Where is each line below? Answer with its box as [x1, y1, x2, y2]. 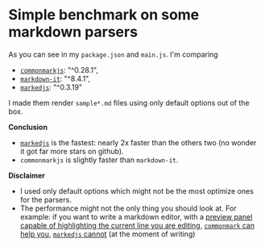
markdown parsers [8, 23, 139, 41]
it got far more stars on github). [19, 146, 124, 156]
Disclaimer [8, 170, 46, 180]
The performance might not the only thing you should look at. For [19, 203, 237, 213]
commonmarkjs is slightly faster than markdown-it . [19, 155, 179, 165]
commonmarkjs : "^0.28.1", [19, 65, 99, 74]
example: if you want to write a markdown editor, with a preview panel [19, 211, 253, 221]
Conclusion [8, 122, 48, 132]
